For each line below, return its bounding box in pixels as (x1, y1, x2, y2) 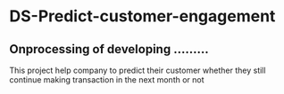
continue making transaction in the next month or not (9, 74, 205, 85)
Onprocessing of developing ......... (9, 42, 210, 57)
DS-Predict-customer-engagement (9, 6, 276, 27)
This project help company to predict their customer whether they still (9, 65, 266, 75)
